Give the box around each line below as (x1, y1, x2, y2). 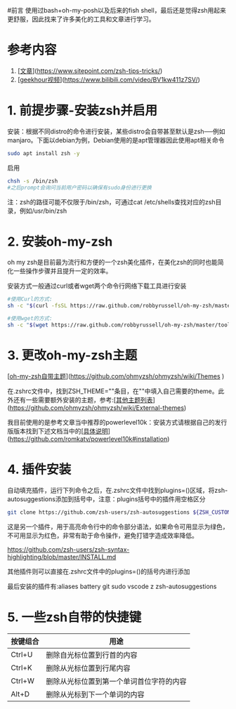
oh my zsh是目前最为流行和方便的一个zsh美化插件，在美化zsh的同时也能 (7, 258, 218, 267)
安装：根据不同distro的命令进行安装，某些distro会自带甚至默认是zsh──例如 (7, 127, 225, 135)
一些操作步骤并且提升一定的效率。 (13, 267, 112, 275)
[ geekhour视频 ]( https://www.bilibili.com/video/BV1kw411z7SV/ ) (17, 75, 200, 84)
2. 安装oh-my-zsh (7, 234, 113, 249)
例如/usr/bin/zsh (19, 206, 67, 215)
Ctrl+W (11, 676, 35, 686)
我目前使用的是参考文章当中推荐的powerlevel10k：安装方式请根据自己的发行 (7, 418, 228, 426)
